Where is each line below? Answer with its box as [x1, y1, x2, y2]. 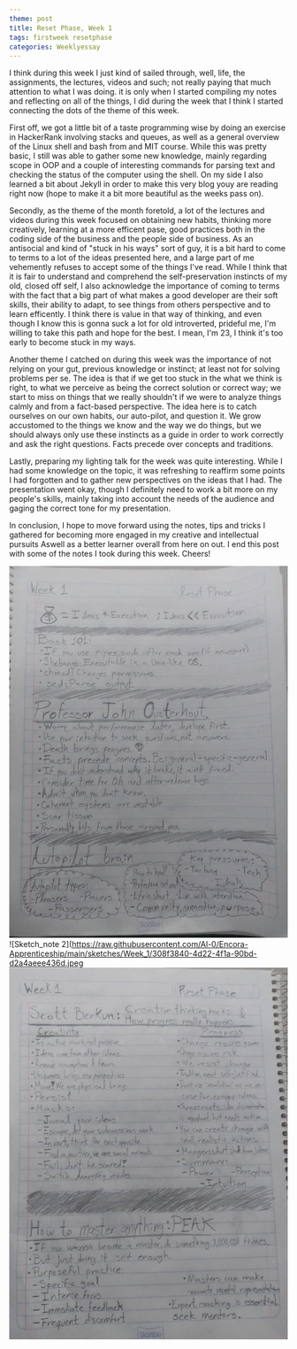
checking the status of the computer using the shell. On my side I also [9, 169, 263, 181]
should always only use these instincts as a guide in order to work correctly [9, 429, 285, 440]
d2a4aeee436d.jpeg [9, 958, 84, 968]
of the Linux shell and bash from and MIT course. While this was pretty [9, 142, 267, 152]
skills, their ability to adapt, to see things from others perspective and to [9, 299, 271, 310]
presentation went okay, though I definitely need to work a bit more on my [9, 484, 278, 495]
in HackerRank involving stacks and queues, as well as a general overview [9, 132, 280, 143]
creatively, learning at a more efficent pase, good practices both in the [9, 224, 265, 235]
